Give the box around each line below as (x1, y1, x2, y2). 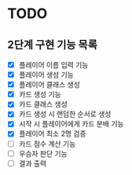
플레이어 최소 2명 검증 (18, 129, 87, 138)
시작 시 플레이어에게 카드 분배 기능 (18, 119, 124, 129)
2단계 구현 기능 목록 (7, 38, 97, 51)
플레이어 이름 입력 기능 (18, 60, 89, 69)
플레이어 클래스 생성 (18, 80, 80, 89)
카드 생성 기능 (18, 89, 61, 99)
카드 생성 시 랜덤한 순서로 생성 (18, 109, 112, 118)
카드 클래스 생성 (18, 100, 68, 109)
